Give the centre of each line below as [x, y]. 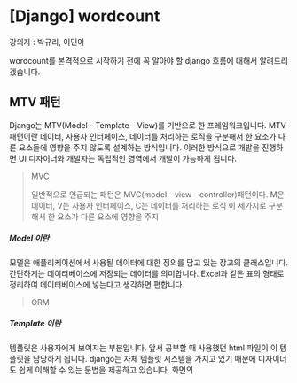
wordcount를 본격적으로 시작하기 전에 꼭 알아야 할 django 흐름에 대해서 [133, 60]
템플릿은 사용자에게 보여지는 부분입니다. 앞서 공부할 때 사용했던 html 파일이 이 [144, 348]
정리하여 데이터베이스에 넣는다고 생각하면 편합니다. [97, 284]
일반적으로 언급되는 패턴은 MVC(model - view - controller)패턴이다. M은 [158, 194]
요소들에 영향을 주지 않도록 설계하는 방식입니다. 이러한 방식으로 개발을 [139, 147]
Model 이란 [29, 238]
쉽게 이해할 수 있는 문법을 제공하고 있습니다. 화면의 [106, 370]
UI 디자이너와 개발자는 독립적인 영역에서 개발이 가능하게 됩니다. [128, 158]
